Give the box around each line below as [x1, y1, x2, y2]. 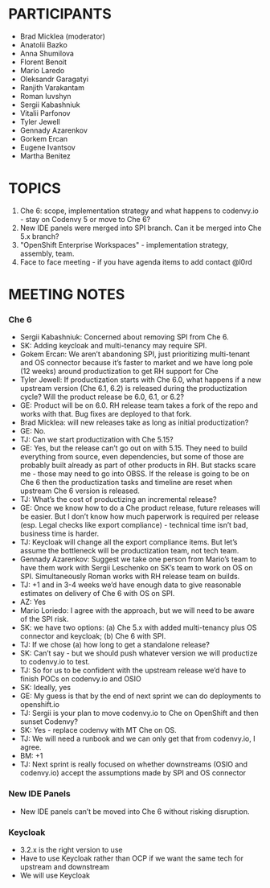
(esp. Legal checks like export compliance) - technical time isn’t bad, [19, 520, 248, 530]
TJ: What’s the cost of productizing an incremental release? [19, 495, 217, 504]
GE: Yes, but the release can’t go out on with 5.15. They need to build [19, 443, 247, 453]
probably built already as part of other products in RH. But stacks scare [19, 460, 256, 471]
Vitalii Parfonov [19, 108, 71, 117]
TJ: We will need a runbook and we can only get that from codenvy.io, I [19, 734, 256, 744]
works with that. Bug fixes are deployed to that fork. [19, 409, 192, 419]
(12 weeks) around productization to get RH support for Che [19, 367, 219, 376]
